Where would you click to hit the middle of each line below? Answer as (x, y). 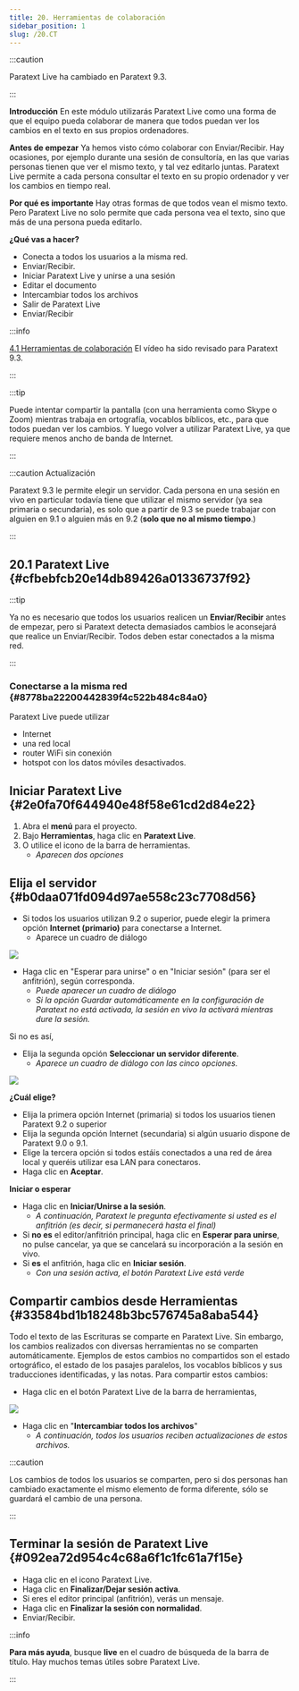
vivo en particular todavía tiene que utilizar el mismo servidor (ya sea (136, 500)
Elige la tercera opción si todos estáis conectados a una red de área (147, 1153)
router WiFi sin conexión (67, 753)
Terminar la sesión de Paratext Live (109, 1544)
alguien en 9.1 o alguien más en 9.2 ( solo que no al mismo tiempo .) (133, 519)
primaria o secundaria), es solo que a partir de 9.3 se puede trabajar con (143, 510)
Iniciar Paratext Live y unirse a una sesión (99, 276)
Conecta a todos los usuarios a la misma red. (105, 257)
